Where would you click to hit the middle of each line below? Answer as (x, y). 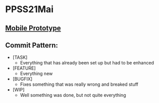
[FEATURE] (24, 68)
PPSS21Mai (30, 9)
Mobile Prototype (33, 28)
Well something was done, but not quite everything (73, 95)
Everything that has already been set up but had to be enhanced (87, 63)
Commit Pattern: (32, 45)
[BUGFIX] (22, 79)
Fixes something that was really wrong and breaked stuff (79, 84)
